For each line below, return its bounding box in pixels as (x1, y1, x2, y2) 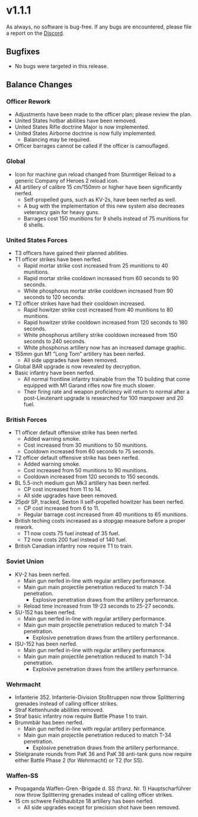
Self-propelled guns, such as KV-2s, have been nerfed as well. (23, 196, 177, 203)
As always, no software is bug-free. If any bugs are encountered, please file (6, 23, 191, 30)
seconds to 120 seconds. (23, 294, 85, 301)
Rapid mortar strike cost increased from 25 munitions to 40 (23, 262, 168, 269)
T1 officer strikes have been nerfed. (14, 256, 102, 263)
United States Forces (6, 236, 68, 244)
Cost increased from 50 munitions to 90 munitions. (23, 467, 148, 474)
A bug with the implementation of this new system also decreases (23, 202, 185, 209)
